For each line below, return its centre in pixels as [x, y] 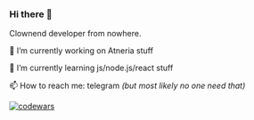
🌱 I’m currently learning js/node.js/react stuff [91, 68]
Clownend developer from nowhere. [75, 34]
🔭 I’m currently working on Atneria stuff [82, 51]
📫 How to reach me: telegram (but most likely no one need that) [127, 86]
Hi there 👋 [31, 14]
